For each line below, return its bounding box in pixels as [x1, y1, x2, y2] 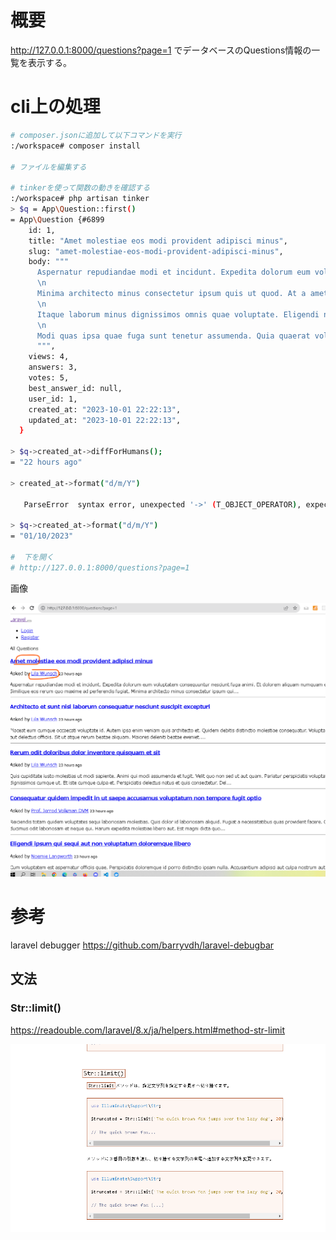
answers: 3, [28, 362, 78, 373]
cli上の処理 [10, 96, 101, 118]
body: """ [28, 257, 70, 267]
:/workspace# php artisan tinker [10, 194, 150, 204]
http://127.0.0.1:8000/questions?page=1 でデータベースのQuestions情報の [10, 44, 312, 56]
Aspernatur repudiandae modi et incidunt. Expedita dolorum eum [36, 267, 311, 278]
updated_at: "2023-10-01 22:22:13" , [28, 415, 182, 425]
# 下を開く [10, 552, 55, 562]
